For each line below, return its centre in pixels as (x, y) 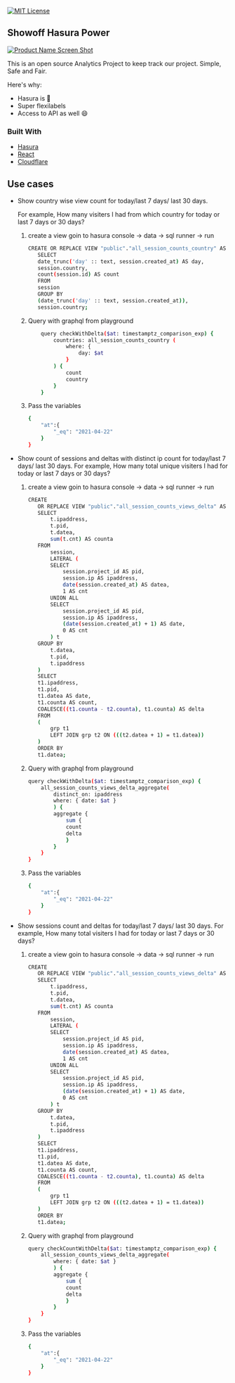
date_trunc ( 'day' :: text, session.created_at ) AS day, (121, 261)
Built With (25, 132)
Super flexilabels (42, 106)
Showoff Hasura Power (59, 33)
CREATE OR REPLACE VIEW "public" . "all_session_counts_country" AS (127, 248)
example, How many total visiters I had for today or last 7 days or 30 (116, 933)
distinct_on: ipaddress (88, 794)
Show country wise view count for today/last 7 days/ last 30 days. (113, 200)
